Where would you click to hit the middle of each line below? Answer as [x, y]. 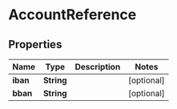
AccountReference [72, 15]
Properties [35, 44]
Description [98, 67]
